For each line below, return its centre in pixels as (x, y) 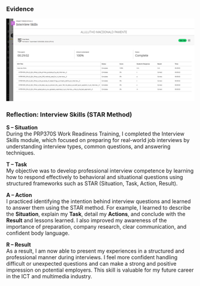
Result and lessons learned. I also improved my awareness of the (87, 220)
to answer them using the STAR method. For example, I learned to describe (99, 208)
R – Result (19, 245)
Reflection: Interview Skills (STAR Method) (69, 114)
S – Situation (22, 128)
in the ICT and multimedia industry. (49, 276)
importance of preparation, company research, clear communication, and (96, 227)
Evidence (20, 9)
